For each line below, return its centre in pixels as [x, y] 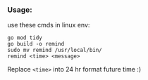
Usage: [20, 10]
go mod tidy [25, 38]
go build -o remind [36, 44]
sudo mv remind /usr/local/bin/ [55, 51]
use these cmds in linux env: [49, 25]
